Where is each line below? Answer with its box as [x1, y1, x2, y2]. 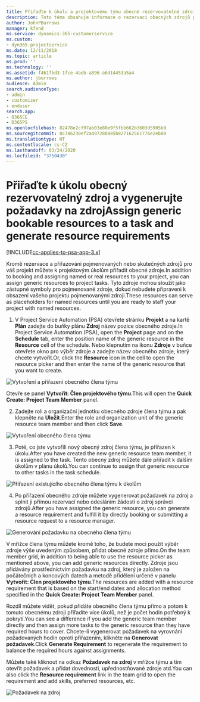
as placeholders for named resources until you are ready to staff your [6, 299, 177, 306]
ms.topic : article [6, 53, 52, 59]
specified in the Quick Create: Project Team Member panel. [6, 591, 154, 598]
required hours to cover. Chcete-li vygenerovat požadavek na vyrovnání [6, 628, 183, 635]
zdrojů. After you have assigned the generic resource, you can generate [14, 505, 190, 512]
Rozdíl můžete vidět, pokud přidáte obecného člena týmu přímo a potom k [6, 602, 188, 610]
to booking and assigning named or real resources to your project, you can [6, 273, 189, 280]
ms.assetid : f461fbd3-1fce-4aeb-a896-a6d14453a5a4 [6, 70, 135, 76]
